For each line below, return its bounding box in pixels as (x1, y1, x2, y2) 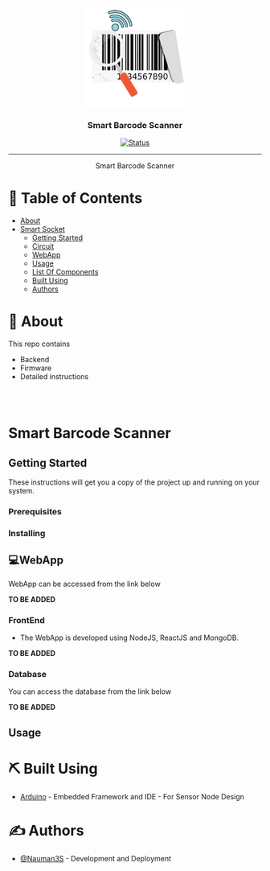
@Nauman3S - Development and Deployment (19, 853, 171, 863)
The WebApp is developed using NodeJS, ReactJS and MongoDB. (19, 633, 239, 642)
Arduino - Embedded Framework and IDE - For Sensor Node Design (19, 791, 245, 801)
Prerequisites (8, 506, 62, 518)
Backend (19, 355, 50, 365)
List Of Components (31, 267, 99, 277)
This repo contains (8, 339, 71, 349)
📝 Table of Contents (8, 189, 143, 208)
